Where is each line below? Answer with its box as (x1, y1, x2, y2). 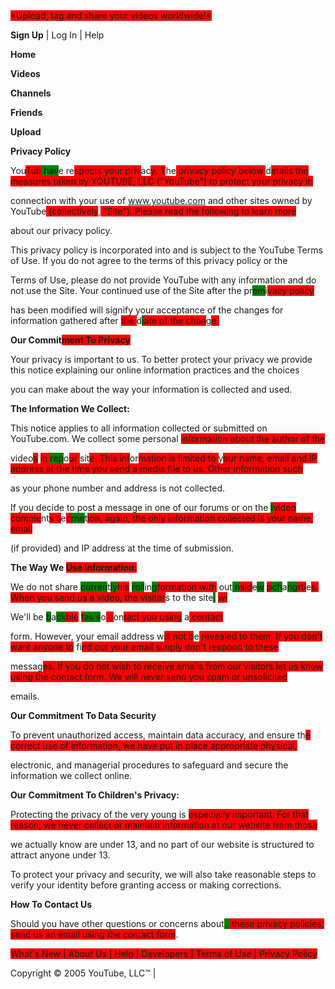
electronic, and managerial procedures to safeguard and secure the (10, 759, 289, 771)
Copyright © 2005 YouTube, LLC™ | (10, 967, 157, 979)
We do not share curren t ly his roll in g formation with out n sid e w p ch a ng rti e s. (10, 581, 319, 593)
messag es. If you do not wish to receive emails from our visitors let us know (10, 660, 323, 672)
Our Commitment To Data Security (10, 710, 157, 721)
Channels (10, 87, 52, 99)
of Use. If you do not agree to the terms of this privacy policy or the (10, 255, 288, 266)
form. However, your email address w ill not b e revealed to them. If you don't (10, 630, 323, 642)
